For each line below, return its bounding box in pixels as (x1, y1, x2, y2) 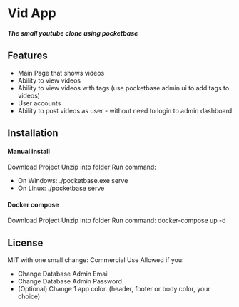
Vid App (7, 5, 56, 21)
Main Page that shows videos (17, 68, 105, 77)
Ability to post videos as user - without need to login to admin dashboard (17, 106, 233, 115)
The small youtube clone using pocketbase (7, 28, 138, 37)
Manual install (7, 147, 51, 155)
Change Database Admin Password (17, 277, 123, 286)
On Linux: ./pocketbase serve (17, 184, 105, 193)
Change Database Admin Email (17, 269, 109, 279)
